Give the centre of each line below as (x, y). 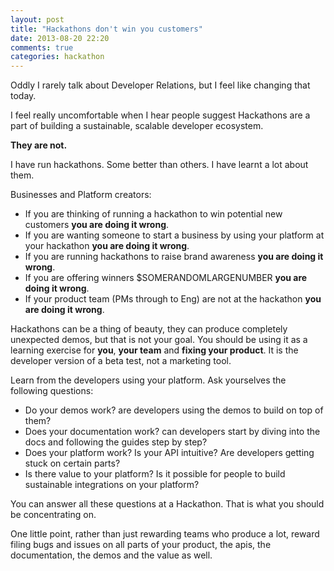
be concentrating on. (53, 515)
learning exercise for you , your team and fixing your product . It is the (154, 350)
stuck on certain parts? (72, 463)
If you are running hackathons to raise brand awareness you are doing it (174, 257)
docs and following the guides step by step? (116, 442)
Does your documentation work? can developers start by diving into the (172, 432)
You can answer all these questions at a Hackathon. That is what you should (167, 504)
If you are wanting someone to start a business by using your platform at (174, 235)
